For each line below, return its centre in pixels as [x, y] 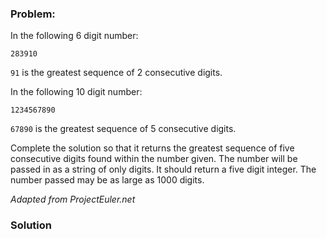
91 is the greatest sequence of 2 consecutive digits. [116, 73]
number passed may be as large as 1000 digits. [107, 180]
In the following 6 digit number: [74, 36]
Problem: [33, 14]
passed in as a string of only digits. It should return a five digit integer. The [163, 169]
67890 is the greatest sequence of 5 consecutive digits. [123, 129]
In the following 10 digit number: [76, 92]
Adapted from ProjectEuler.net [73, 199]
